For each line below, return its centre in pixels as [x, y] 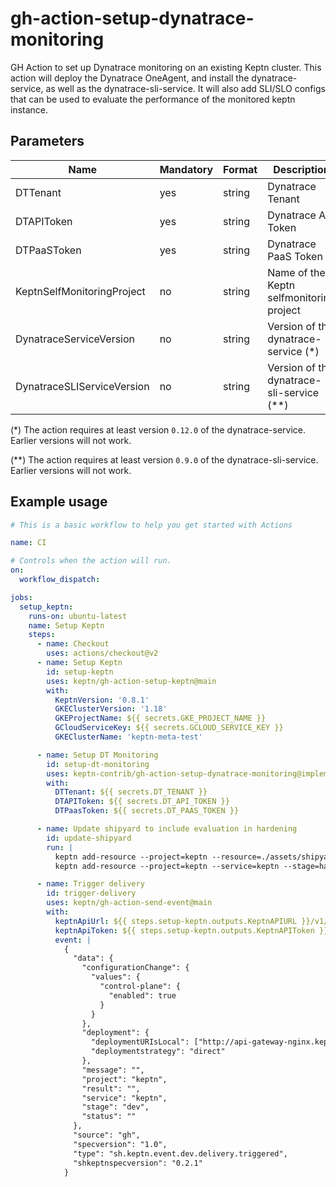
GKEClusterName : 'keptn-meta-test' [128, 737]
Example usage [59, 502]
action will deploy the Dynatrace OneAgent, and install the [130, 78]
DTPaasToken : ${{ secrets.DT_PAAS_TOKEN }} [147, 811]
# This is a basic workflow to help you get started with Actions [151, 525]
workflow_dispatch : [60, 580]
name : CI [28, 543]
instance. [29, 109]
